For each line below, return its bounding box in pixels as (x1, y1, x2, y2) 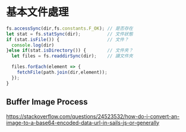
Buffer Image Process (6, 97, 88, 107)
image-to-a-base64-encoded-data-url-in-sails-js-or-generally (6, 119, 159, 126)
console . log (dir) (11, 42, 55, 48)
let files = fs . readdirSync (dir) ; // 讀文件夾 (11, 53, 134, 59)
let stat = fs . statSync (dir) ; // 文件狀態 (6, 31, 134, 37)
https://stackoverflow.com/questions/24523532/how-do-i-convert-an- (6, 112, 180, 120)
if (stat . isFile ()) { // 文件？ (6, 36, 129, 42)
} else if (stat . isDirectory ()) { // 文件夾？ (6, 48, 134, 54)
